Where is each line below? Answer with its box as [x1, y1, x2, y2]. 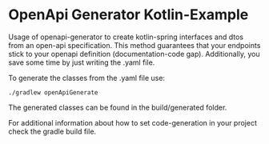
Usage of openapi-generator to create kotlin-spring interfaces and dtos [8, 32, 244, 42]
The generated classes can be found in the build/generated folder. [8, 102, 227, 112]
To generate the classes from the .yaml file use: [8, 73, 166, 82]
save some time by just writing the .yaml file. [8, 58, 155, 67]
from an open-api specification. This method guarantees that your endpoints [8, 40, 261, 50]
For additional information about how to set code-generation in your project [8, 118, 258, 127]
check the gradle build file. [8, 126, 97, 136]
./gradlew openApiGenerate [8, 88, 98, 97]
